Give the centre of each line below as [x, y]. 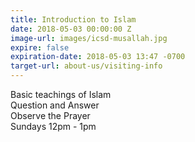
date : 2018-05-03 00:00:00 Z [71, 29]
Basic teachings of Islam [61, 94]
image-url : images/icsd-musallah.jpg [89, 38]
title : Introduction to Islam [73, 19]
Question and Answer [55, 105]
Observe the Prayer [50, 115]
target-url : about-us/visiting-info [86, 66]
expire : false [40, 47]
